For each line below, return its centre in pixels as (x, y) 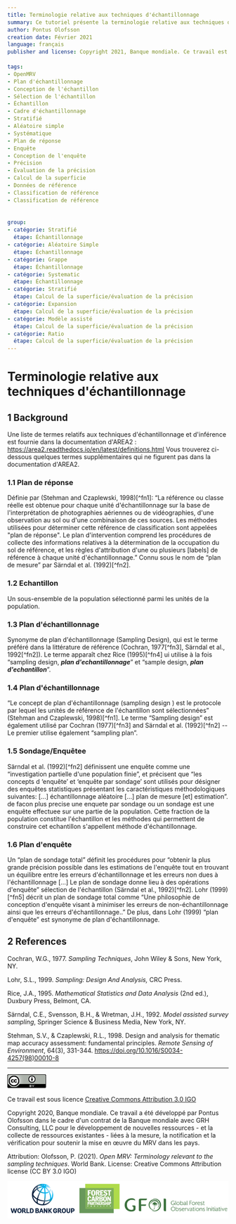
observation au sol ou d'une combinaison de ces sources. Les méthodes (112, 520)
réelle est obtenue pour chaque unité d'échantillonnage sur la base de (109, 505)
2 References (37, 942)
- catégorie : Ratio (36, 334)
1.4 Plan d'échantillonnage (54, 688)
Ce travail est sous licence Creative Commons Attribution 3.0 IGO (102, 1099)
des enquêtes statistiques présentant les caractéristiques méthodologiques (116, 789)
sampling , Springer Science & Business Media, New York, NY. (97, 1022)
